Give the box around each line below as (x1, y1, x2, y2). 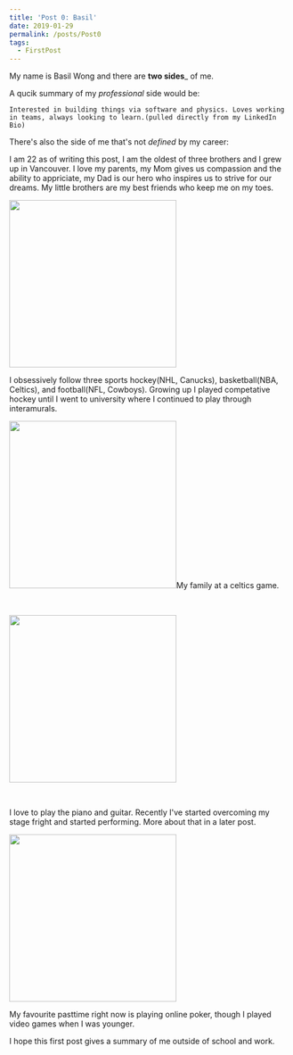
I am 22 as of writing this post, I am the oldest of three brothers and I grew (9, 154, 282, 165)
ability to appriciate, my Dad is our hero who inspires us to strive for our (9, 173, 273, 184)
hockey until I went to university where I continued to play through (9, 394, 252, 404)
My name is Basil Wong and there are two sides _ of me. (9, 71, 214, 81)
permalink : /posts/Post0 (9, 29, 102, 38)
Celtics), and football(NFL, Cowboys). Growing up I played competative (9, 385, 271, 395)
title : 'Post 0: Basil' (9, 12, 98, 22)
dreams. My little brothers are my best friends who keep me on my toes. (9, 182, 274, 193)
